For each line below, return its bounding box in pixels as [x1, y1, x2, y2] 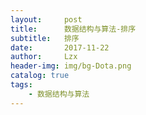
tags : [10, 80, 33, 90]
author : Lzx [10, 52, 78, 62]
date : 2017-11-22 [10, 42, 110, 53]
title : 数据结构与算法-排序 [10, 24, 137, 34]
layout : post [10, 14, 83, 25]
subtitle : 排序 [10, 33, 80, 43]
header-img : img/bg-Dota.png [10, 61, 132, 71]
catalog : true [10, 71, 70, 81]
